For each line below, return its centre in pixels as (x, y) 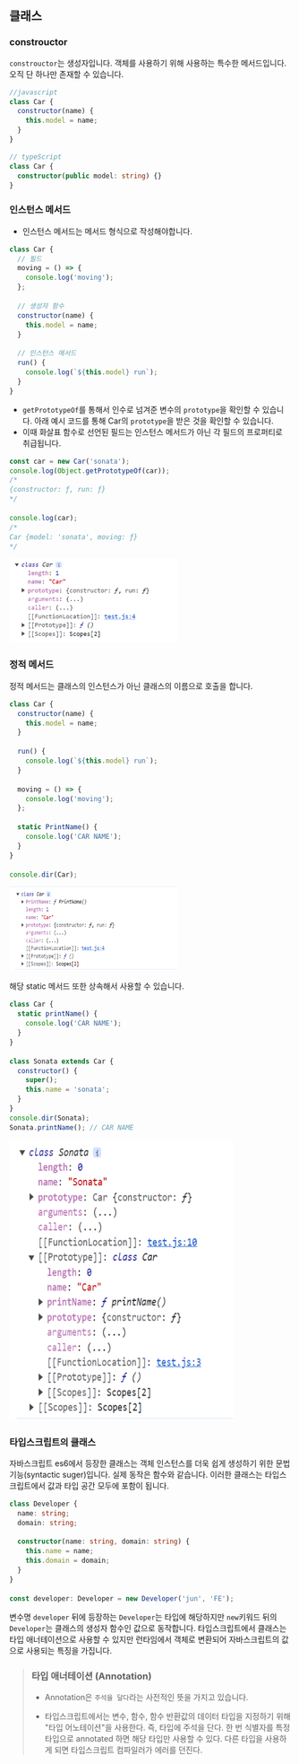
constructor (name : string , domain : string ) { (104, 1541)
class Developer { (43, 1504)
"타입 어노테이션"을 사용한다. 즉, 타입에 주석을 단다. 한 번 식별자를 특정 (167, 1727)
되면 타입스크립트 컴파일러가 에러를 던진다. (128, 1750)
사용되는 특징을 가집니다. (69, 1650)
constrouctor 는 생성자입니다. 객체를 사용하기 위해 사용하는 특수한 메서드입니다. (148, 63)
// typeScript (36, 157)
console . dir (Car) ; (43, 874)
